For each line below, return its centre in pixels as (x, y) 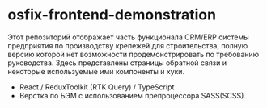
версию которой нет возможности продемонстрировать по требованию (133, 54)
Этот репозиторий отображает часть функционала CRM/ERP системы (128, 37)
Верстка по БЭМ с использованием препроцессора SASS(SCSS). (132, 95)
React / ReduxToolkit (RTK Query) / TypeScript (97, 87)
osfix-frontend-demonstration (112, 15)
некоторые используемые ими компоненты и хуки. (96, 71)
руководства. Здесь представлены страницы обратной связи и (117, 63)
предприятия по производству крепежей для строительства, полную (128, 45)
